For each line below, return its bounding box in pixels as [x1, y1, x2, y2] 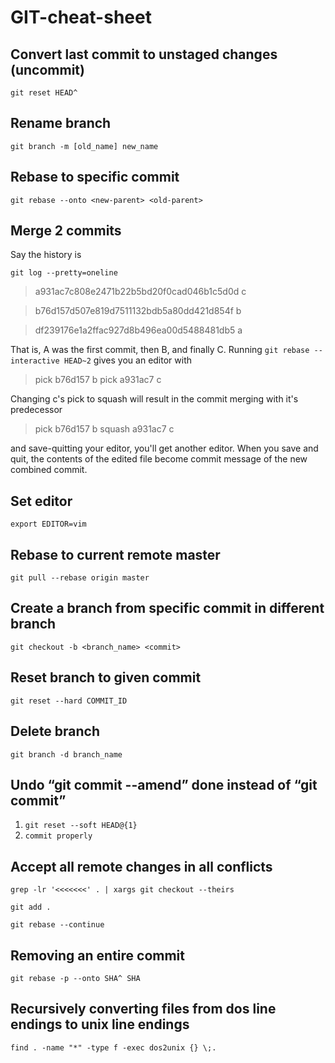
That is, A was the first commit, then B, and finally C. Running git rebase [10, 344, 310, 356]
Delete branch [10, 723, 101, 740]
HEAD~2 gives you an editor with [63, 354, 193, 366]
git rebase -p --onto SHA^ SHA [10, 973, 141, 983]
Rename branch [10, 115, 112, 132]
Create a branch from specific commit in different [10, 600, 325, 617]
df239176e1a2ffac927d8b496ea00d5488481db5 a [34, 324, 243, 336]
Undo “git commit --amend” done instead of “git [10, 776, 318, 793]
